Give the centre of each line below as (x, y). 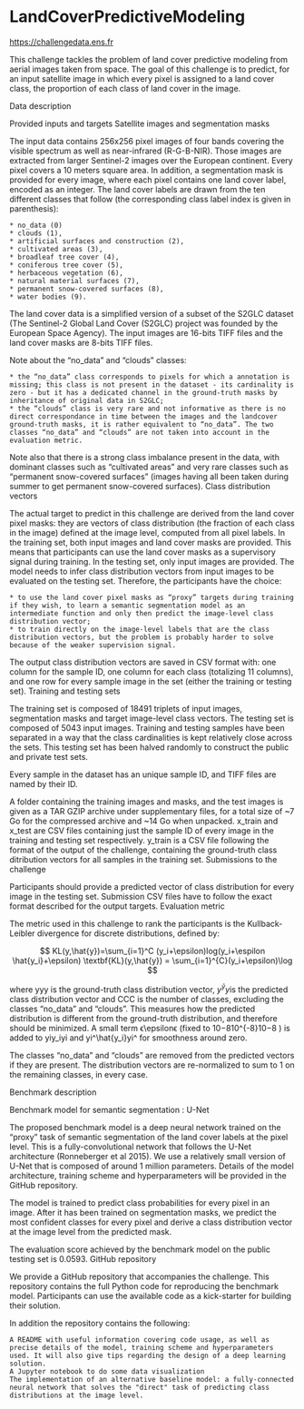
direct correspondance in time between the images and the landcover (144, 416)
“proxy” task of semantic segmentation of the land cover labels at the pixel (149, 1137)
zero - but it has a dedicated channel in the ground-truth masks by (144, 392)
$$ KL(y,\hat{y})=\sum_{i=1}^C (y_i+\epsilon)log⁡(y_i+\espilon (152, 951)
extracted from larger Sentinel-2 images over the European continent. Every (151, 160)
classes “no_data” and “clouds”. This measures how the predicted (132, 1009)
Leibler (22, 933)
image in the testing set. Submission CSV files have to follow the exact (141, 896)
